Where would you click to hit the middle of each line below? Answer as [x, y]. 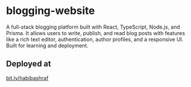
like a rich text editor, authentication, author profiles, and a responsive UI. [95, 39]
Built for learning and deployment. [47, 46]
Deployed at [29, 64]
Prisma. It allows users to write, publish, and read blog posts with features [95, 33]
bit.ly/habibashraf [27, 78]
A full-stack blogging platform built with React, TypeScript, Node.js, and [93, 27]
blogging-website [51, 11]
